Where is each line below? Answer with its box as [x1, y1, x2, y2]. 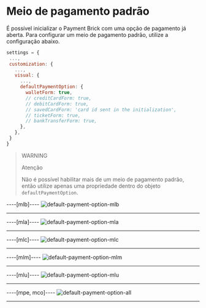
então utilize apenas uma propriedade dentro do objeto [21, 182, 161, 190]
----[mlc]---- [6, 236, 40, 243]
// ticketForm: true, [25, 112, 81, 118]
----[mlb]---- [6, 201, 40, 208]
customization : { [9, 61, 53, 67]
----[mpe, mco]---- [6, 288, 56, 296]
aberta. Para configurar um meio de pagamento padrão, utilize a [6, 31, 169, 38]
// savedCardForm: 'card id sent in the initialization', [25, 106, 177, 113]
